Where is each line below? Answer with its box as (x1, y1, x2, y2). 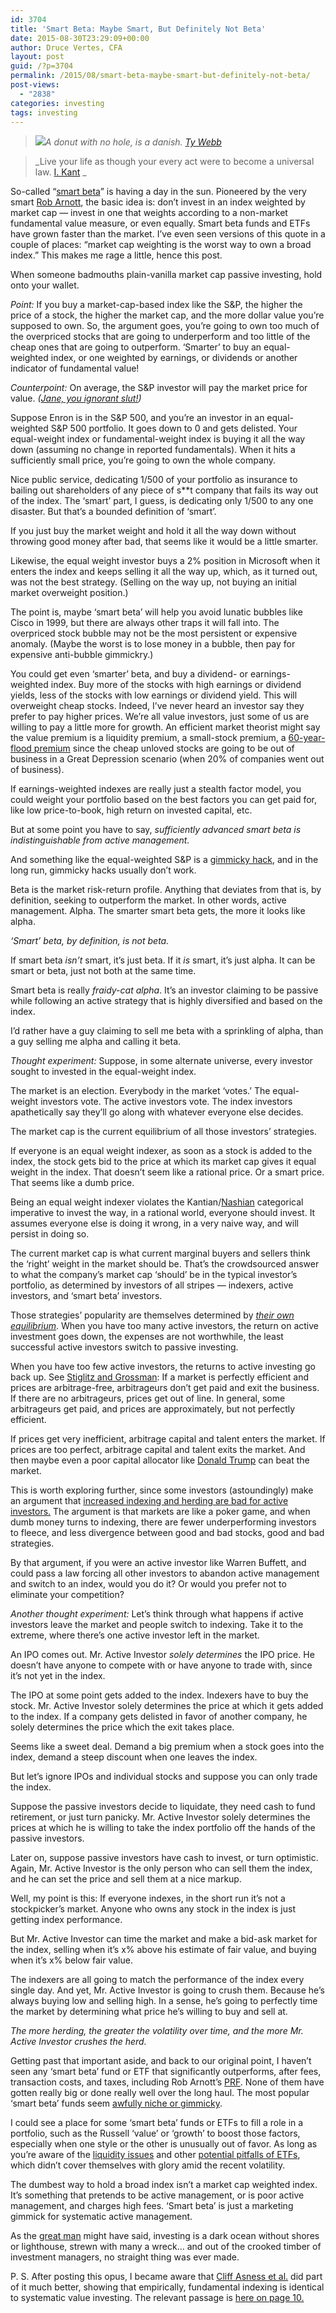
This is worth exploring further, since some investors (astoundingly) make (10, 1484, 314, 1496)
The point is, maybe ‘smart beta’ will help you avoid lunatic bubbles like (10, 606, 303, 618)
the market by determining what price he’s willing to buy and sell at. (10, 2006, 288, 2018)
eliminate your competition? (10, 1589, 125, 1601)
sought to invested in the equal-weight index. (10, 1066, 197, 1078)
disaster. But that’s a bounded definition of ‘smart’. (10, 506, 217, 518)
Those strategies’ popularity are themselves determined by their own (10, 1309, 295, 1321)
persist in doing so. (10, 1228, 90, 1240)
